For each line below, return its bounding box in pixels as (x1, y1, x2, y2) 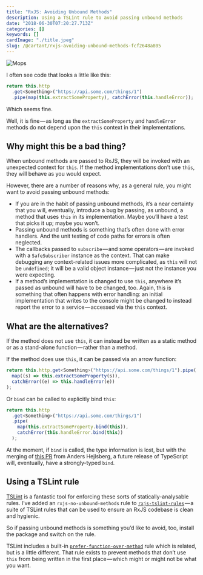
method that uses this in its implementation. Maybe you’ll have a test (15, 213, 188, 221)
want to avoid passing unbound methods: (6, 188, 110, 196)
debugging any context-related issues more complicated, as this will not (15, 258, 198, 266)
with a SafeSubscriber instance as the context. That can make (15, 252, 170, 259)
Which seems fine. (6, 105, 53, 112)
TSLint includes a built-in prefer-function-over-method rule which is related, (6, 542, 197, 549)
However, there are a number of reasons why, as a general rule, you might (6, 182, 191, 189)
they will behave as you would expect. (6, 170, 102, 177)
